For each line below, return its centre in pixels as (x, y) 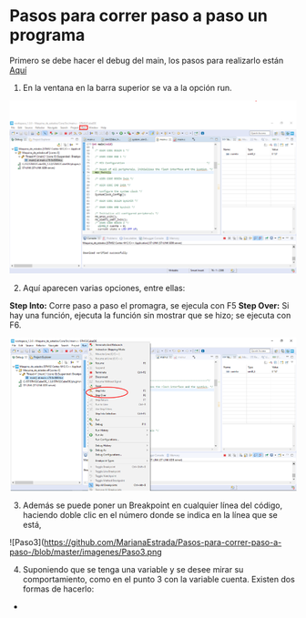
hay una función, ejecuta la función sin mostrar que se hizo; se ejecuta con (150, 315)
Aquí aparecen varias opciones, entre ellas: (104, 288)
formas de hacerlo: (58, 589)
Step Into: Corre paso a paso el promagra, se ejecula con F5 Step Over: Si (149, 305)
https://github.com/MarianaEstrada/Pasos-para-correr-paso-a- (163, 542)
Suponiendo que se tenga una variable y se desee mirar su (133, 570)
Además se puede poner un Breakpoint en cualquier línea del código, (153, 505)
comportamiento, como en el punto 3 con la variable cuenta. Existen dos (159, 580)
